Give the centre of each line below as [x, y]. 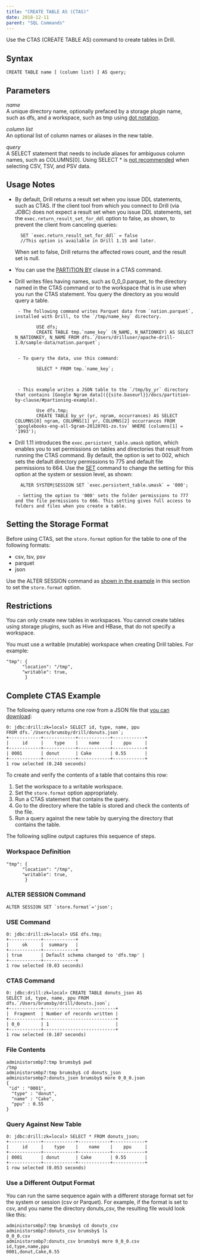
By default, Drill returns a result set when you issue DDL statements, [99, 199]
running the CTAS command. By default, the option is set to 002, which [102, 455]
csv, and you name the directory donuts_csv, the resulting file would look [96, 1209]
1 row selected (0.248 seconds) [46, 764]
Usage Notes [31, 185]
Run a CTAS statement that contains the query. [72, 799]
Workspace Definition [38, 852]
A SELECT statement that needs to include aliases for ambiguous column [96, 153]
